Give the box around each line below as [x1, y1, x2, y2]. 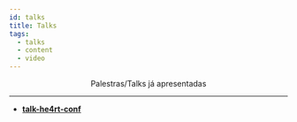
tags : [9, 29, 29, 38]
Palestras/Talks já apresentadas [90, 79, 207, 88]
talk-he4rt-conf [21, 103, 81, 114]
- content [17, 46, 53, 55]
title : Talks [9, 21, 57, 30]
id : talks [9, 12, 46, 22]
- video [17, 54, 46, 63]
